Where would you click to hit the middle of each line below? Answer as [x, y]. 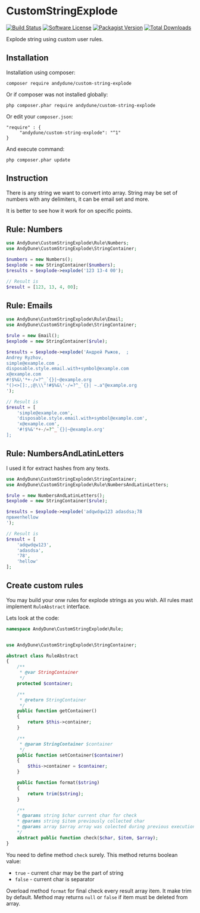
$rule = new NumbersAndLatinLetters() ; [56, 495]
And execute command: [35, 149]
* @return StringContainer [53, 700]
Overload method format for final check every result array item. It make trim [99, 891]
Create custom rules [45, 586]
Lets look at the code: [33, 618]
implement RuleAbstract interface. [48, 606]
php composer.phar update [38, 160]
